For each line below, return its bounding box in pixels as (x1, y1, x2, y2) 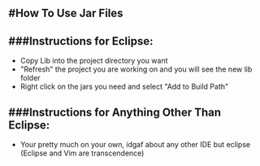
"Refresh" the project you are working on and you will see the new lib (19, 64, 253, 74)
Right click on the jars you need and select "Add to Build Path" (19, 81, 229, 92)
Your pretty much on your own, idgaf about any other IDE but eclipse (19, 140, 250, 150)
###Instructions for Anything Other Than (8, 105, 222, 119)
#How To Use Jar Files (8, 7, 123, 20)
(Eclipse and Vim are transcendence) (19, 148, 145, 158)
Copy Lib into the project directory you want (19, 56, 168, 66)
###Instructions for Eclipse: (8, 34, 154, 48)
